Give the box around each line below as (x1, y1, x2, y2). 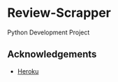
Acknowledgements (7, 48, 97, 60)
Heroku (17, 67, 39, 75)
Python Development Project (7, 28, 90, 36)
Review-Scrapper (7, 5, 112, 21)
